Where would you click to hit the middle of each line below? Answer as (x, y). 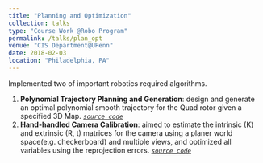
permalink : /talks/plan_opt (56, 38)
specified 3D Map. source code (71, 116)
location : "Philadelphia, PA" (59, 61)
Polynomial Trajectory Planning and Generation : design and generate (138, 99)
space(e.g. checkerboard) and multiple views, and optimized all (125, 141)
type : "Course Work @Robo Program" (68, 31)
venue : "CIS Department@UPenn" (61, 46)
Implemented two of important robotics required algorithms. (108, 83)
